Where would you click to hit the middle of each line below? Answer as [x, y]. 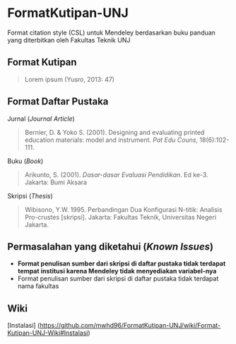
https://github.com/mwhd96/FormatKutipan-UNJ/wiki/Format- [130, 326]
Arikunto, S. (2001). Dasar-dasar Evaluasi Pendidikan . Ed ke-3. [116, 174]
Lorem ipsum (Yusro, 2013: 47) [70, 79]
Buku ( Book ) [25, 161]
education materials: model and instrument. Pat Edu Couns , [111, 140]
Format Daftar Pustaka [58, 101]
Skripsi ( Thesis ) [30, 196]
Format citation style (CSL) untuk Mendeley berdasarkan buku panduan [111, 32]
